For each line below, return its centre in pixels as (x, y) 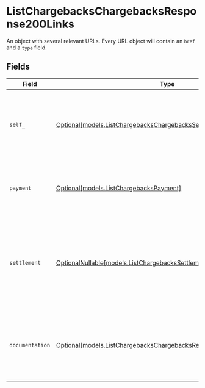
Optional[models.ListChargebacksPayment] (119, 188)
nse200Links (40, 24)
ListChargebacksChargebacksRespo (102, 11)
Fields (18, 67)
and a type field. (27, 48)
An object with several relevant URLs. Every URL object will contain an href (101, 41)
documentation (30, 345)
